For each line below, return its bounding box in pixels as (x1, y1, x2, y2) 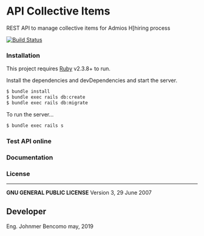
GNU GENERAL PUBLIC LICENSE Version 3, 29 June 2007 (6, 189, 152, 196)
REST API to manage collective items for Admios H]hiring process (6, 24, 171, 32)
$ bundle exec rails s (6, 123, 64, 129)
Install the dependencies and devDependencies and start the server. (6, 77, 178, 84)
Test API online (6, 137, 52, 145)
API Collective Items (6, 4, 110, 18)
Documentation (6, 153, 53, 161)
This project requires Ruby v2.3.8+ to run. (6, 65, 111, 72)
